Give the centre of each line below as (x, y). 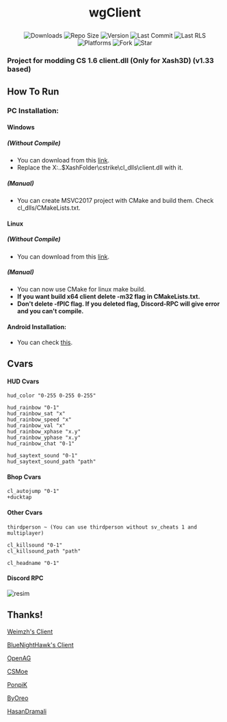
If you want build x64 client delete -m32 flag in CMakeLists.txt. (108, 297)
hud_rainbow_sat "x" (37, 414)
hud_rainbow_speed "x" (39, 420)
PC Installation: (33, 111)
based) (19, 69)
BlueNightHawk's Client (40, 645)
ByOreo (18, 698)
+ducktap (19, 497)
